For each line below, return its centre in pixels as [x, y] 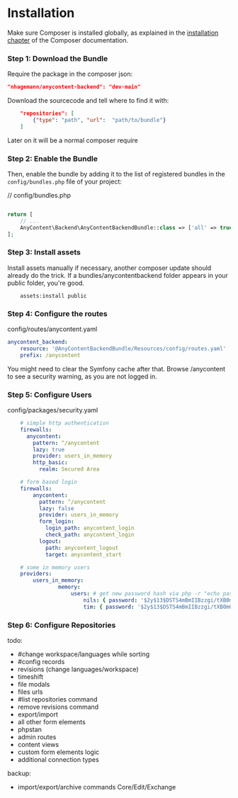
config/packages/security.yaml [53, 410]
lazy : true [49, 449]
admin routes [37, 737]
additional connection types [58, 759]
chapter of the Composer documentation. [68, 40]
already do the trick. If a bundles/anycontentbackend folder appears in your [118, 275]
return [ [20, 215]
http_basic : [51, 463]
